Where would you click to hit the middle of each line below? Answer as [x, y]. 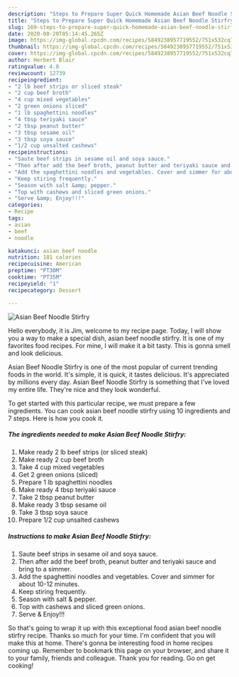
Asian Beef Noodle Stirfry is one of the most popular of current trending [113, 367]
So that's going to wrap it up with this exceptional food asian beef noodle [115, 628]
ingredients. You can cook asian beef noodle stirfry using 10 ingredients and [119, 410]
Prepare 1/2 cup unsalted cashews [69, 520]
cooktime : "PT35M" [35, 277]
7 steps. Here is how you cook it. [56, 418]
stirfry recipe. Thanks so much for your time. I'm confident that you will [112, 636]
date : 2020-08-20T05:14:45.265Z [56, 34]
